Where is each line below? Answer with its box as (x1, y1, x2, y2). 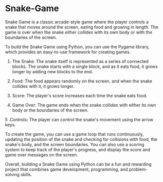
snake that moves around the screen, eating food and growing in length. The (5, 24, 159, 30)
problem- (128, 166, 148, 172)
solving (5, 171, 20, 177)
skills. (20, 171, 32, 177)
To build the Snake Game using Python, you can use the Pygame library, (5, 44, 150, 50)
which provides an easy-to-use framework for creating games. (5, 49, 131, 55)
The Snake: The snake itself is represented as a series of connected (12, 58, 149, 64)
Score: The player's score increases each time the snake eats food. (12, 93, 147, 99)
